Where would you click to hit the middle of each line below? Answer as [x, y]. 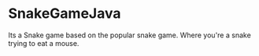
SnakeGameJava [65, 14]
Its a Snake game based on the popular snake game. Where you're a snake [130, 35]
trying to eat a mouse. [44, 43]
